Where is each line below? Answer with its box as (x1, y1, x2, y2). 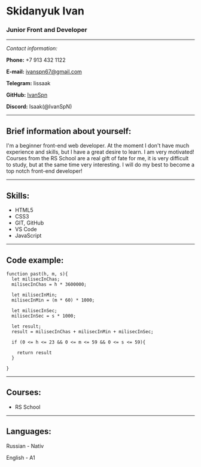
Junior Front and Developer (6, 26, 88, 34)
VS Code (14, 226, 37, 233)
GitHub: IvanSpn (6, 91, 48, 98)
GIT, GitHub (14, 219, 44, 226)
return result (17, 349, 52, 355)
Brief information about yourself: (6, 126, 132, 136)
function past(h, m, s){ (6, 271, 68, 277)
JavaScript (14, 232, 42, 240)
